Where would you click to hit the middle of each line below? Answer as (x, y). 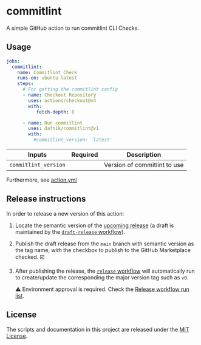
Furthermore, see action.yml (42, 180)
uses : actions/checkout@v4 (62, 101)
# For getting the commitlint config (70, 89)
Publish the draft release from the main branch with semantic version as (104, 244)
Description (144, 155)
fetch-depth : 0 (55, 112)
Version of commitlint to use (144, 165)
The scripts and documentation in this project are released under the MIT (98, 329)
